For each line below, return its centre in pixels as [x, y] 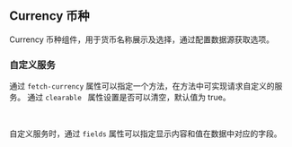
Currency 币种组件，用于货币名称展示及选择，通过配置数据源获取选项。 [142, 39]
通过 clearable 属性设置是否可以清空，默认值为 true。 [128, 98]
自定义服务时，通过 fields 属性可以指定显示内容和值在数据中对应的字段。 [146, 134]
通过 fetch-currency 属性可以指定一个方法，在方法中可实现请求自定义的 [142, 86]
